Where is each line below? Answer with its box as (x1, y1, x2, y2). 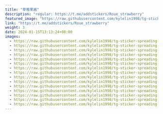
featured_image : (5, 16, 38, 21)
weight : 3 (5, 25, 25, 30)
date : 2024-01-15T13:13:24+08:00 (5, 30, 73, 34)
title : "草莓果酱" (5, 7, 40, 12)
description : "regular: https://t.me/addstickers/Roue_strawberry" (5, 12, 145, 16)
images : (5, 34, 21, 39)
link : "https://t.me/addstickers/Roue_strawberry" (5, 20, 110, 26)
